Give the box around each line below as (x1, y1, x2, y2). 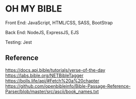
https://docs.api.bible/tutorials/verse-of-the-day (5, 67, 106, 73)
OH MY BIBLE (5, 3, 62, 15)
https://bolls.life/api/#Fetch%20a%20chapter (5, 77, 100, 83)
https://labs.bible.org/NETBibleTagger (5, 72, 84, 78)
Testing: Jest (5, 39, 32, 45)
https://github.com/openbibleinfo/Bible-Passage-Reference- (5, 83, 131, 89)
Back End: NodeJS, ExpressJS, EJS (5, 29, 79, 35)
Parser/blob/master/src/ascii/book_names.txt (5, 88, 99, 94)
